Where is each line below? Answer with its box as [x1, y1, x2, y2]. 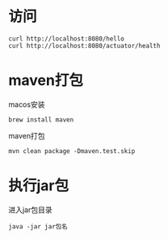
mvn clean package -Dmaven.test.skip [8, 147, 136, 155]
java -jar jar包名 [8, 222, 68, 231]
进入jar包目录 [8, 204, 52, 215]
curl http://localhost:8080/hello [8, 34, 125, 43]
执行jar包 [8, 177, 69, 195]
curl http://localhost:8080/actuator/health [8, 41, 161, 49]
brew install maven [8, 115, 74, 124]
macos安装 [8, 99, 45, 109]
